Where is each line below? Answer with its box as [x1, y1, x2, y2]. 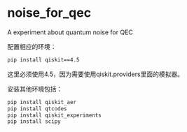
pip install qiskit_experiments [7, 112, 102, 119]
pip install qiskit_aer [7, 98, 77, 105]
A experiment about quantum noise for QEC [7, 28, 133, 36]
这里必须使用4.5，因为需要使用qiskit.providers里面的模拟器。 [7, 70, 184, 78]
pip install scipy [7, 118, 61, 125]
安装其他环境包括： [7, 85, 63, 93]
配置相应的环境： [7, 42, 57, 50]
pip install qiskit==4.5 [7, 56, 80, 64]
